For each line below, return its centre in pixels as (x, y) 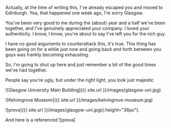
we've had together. (26, 70)
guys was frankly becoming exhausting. (47, 54)
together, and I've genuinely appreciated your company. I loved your (77, 28)
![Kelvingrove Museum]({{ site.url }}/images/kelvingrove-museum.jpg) (79, 100)
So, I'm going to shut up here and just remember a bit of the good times (81, 65)
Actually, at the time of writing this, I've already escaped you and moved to (84, 7)
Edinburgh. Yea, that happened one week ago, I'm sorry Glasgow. (74, 13)
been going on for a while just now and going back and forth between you (83, 49)
